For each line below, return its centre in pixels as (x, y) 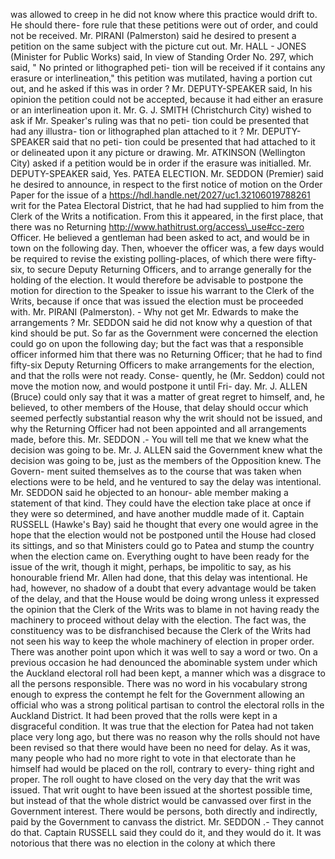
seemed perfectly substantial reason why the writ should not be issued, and (166, 418)
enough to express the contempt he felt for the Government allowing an (157, 694)
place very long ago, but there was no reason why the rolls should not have (165, 737)
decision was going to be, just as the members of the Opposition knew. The (166, 460)
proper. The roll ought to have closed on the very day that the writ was (155, 779)
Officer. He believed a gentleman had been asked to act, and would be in (160, 237)
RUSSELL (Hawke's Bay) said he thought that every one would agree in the (164, 524)
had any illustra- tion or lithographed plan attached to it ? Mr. (135, 131)
